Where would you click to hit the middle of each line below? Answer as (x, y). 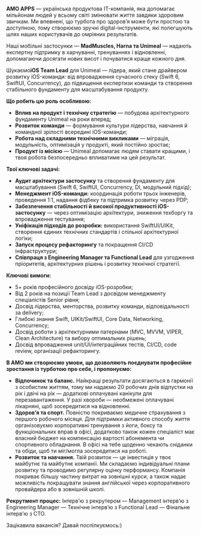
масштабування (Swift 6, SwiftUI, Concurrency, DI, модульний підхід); (103, 187)
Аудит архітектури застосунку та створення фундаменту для (95, 181)
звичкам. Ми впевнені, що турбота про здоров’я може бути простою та (98, 21)
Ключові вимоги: (29, 275)
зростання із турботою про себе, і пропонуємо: (69, 369)
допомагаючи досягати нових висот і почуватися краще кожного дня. (96, 59)
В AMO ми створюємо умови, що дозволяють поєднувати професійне (99, 362)
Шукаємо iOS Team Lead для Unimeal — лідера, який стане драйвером (97, 70)
